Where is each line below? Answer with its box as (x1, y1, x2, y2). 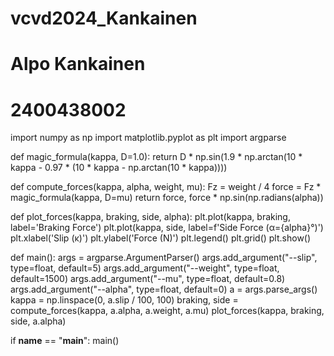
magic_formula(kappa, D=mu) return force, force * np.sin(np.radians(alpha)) (10, 192, 324, 204)
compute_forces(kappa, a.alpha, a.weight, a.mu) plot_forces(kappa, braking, (10, 305, 325, 317)
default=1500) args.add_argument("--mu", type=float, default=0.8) (10, 273, 286, 285)
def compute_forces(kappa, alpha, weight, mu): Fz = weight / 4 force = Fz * (10, 181, 322, 193)
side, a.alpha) (10, 315, 67, 327)
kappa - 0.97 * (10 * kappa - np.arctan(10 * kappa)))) (10, 162, 228, 174)
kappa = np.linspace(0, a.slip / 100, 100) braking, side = (10, 294, 239, 306)
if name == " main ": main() (10, 335, 120, 347)
